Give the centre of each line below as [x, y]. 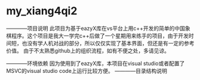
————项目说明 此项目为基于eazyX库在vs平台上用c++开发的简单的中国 [96, 28]
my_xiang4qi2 [42, 11]
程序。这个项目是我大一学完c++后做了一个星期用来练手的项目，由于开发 [100, 36]
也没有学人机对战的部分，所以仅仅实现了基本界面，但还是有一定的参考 [108, 43]
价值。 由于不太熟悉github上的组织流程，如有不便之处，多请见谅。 [88, 50]
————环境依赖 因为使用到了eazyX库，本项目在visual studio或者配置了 [96, 63]
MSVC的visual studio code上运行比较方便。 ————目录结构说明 [87, 70]
